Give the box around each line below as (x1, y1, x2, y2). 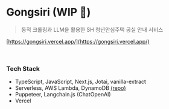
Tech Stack (6, 64, 40, 72)
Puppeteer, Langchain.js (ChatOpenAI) (14, 91, 111, 98)
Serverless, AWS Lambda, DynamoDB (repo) (14, 84, 126, 92)
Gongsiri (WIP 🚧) (6, 5, 91, 19)
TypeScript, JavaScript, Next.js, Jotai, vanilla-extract (14, 78, 147, 86)
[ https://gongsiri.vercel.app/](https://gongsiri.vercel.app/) (6, 38, 150, 45)
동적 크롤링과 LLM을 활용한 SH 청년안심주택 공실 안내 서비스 (21, 26, 164, 33)
